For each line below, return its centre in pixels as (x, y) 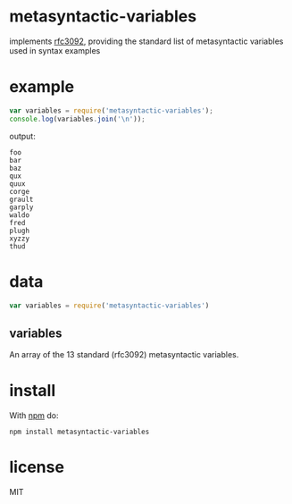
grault (21, 199)
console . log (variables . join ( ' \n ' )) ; (77, 119)
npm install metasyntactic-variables (79, 432)
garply (21, 207)
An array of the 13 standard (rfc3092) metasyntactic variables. (124, 355)
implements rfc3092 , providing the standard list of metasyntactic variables (146, 41)
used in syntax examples (55, 50)
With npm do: (34, 416)
